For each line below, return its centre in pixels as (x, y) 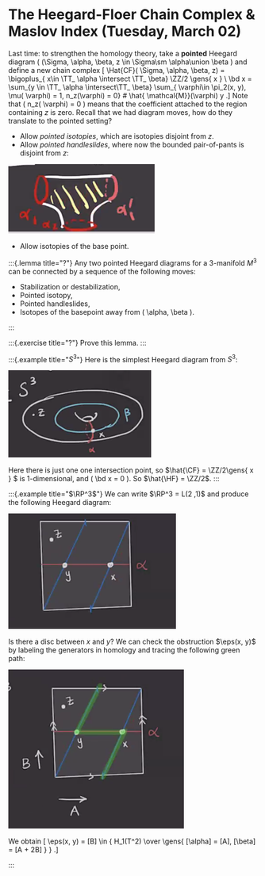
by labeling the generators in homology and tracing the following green (124, 650)
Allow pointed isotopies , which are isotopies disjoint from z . (117, 136)
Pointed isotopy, (46, 295)
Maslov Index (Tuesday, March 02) (125, 31)
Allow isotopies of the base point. (74, 246)
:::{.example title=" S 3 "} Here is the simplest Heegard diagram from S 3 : (123, 358)
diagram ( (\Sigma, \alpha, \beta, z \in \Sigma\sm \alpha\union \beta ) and (128, 62)
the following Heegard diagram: (60, 503)
